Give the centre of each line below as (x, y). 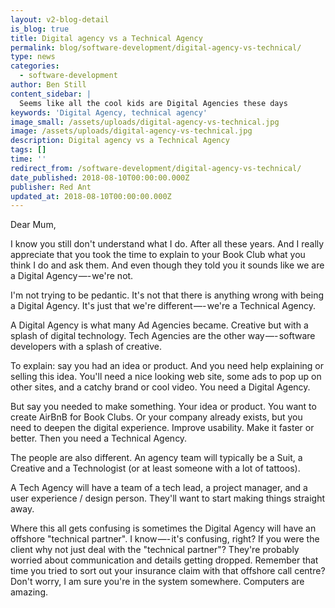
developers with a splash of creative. (86, 347)
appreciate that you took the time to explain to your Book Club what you (158, 255)
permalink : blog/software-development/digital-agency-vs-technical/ (156, 47)
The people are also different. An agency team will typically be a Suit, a (156, 458)
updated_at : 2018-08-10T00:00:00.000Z (91, 196)
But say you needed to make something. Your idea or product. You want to (163, 407)
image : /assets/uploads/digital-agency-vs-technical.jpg (131, 131)
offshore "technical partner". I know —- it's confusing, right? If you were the (165, 539)
